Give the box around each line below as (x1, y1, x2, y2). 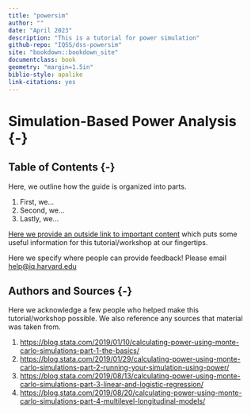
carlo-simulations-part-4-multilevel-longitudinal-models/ (19, 397, 206, 406)
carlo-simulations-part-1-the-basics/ (19, 346, 140, 355)
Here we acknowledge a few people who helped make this (8, 305, 200, 315)
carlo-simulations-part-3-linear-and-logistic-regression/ (19, 380, 204, 389)
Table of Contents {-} (8, 160, 116, 174)
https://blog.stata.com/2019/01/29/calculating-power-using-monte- (19, 355, 241, 364)
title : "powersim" (8, 11, 69, 20)
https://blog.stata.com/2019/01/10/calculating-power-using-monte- (19, 338, 240, 347)
